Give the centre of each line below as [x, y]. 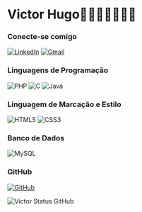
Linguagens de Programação [58, 70]
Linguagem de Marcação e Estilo [64, 104]
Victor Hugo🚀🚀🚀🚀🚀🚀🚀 [72, 15]
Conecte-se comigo [42, 37]
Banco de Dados [36, 138]
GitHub [20, 172]
